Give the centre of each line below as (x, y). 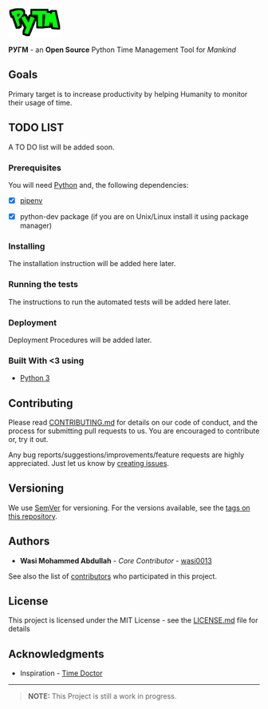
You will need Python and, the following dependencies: (99, 185)
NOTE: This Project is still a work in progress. (102, 696)
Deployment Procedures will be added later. (80, 340)
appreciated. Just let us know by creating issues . (89, 464)
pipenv (31, 200)
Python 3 (35, 378)
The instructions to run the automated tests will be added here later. (120, 301)
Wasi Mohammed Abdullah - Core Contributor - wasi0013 (116, 560)
